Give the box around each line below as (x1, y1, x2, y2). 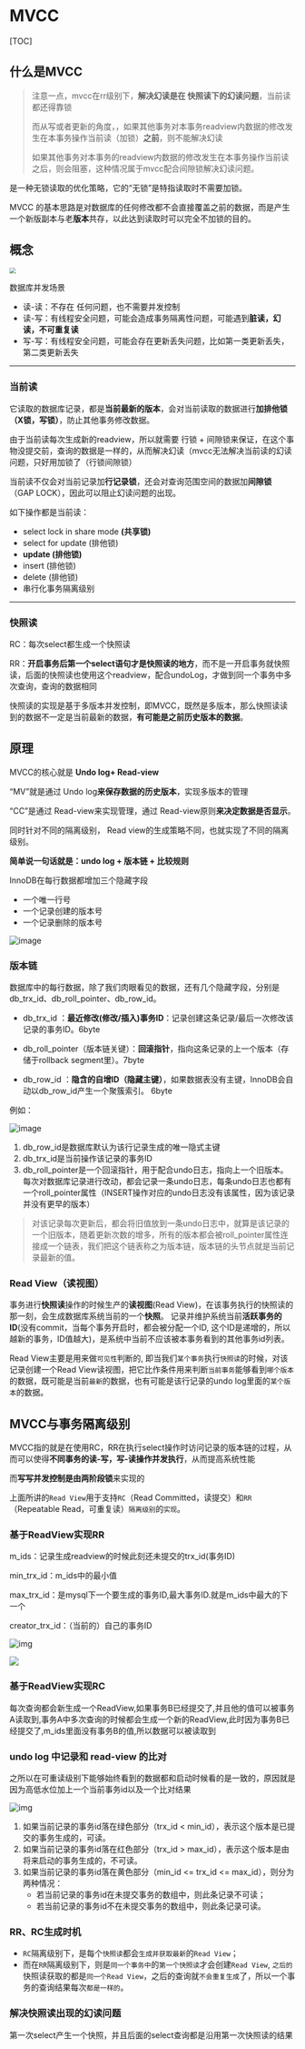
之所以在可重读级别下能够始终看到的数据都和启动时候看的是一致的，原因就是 (9, 1772, 296, 1783)
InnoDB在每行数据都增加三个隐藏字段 (9, 875, 148, 886)
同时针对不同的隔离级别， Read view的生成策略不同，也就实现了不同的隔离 (9, 825, 290, 836)
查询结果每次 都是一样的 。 (38, 1982, 129, 1993)
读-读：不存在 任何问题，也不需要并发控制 (22, 301, 181, 312)
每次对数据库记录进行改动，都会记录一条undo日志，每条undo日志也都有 (22, 1175, 292, 1186)
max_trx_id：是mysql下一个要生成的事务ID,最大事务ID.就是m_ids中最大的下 (9, 1589, 289, 1600)
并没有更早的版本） (22, 1198, 95, 1209)
